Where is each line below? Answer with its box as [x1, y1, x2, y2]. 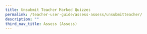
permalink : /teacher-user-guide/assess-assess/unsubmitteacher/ [5, 12, 142, 17]
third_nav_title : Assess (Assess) [5, 21, 78, 26]
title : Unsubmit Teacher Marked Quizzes [5, 7, 91, 12]
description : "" [5, 16, 39, 21]
